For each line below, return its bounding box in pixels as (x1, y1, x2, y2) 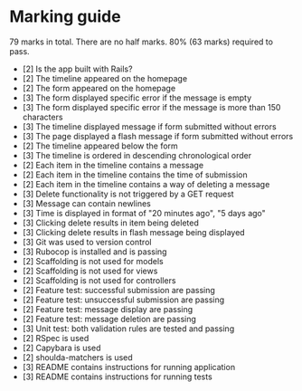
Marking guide (9, 6, 121, 27)
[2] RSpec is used (22, 332, 90, 343)
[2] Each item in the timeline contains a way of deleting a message (22, 178, 270, 189)
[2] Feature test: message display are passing (22, 303, 193, 314)
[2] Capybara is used (22, 342, 101, 353)
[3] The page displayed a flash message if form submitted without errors (22, 130, 294, 141)
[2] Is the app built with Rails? (22, 63, 133, 74)
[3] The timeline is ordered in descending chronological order (22, 149, 251, 160)
